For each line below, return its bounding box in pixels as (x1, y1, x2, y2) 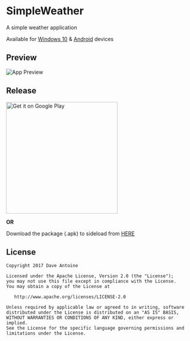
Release (6, 86, 37, 96)
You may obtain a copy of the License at (6, 284, 110, 290)
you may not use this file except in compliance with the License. (6, 279, 177, 284)
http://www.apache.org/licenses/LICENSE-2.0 (14, 294, 126, 300)
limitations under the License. (6, 330, 86, 337)
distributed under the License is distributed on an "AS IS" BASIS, (6, 309, 179, 316)
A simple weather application (6, 24, 77, 31)
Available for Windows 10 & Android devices (6, 35, 114, 42)
